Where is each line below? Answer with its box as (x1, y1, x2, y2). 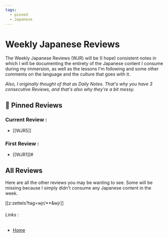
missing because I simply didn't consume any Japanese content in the (5, 185, 151, 191)
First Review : (5, 140, 39, 147)
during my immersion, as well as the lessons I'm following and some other (5, 66, 159, 72)
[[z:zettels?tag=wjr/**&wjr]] (5, 200, 64, 206)
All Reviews (5, 166, 43, 174)
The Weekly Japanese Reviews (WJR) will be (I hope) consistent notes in (5, 55, 156, 61)
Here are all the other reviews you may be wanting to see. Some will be (5, 180, 153, 186)
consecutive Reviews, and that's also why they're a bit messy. (5, 86, 135, 92)
